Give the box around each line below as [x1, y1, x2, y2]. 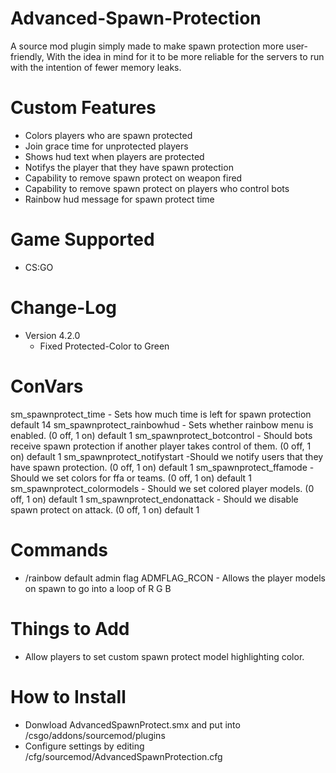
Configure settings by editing [24, 740, 145, 752]
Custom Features [10, 97, 157, 119]
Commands [10, 538, 109, 561]
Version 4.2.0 [24, 329, 81, 341]
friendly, [10, 50, 45, 62]
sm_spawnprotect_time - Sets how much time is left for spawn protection [10, 408, 312, 420]
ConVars [10, 375, 84, 397]
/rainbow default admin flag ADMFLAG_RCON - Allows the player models [24, 572, 326, 584]
